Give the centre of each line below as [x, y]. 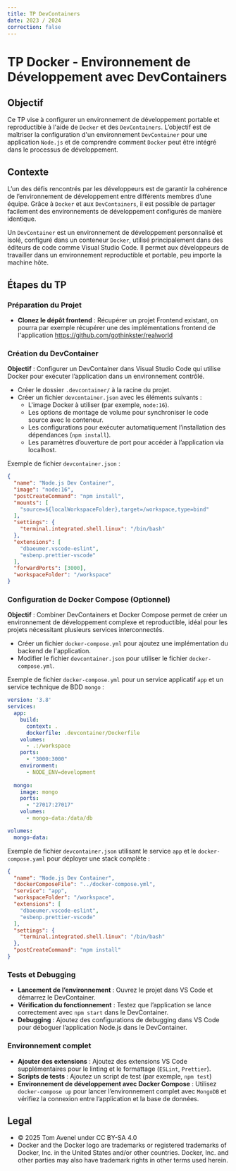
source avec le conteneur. [66, 420]
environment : [39, 766]
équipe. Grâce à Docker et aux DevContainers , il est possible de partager [112, 204]
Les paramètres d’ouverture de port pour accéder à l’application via [126, 442]
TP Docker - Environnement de [99, 62]
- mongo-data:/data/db [59, 818]
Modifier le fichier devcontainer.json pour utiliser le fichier [103, 659]
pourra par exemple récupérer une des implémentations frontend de [117, 327]
